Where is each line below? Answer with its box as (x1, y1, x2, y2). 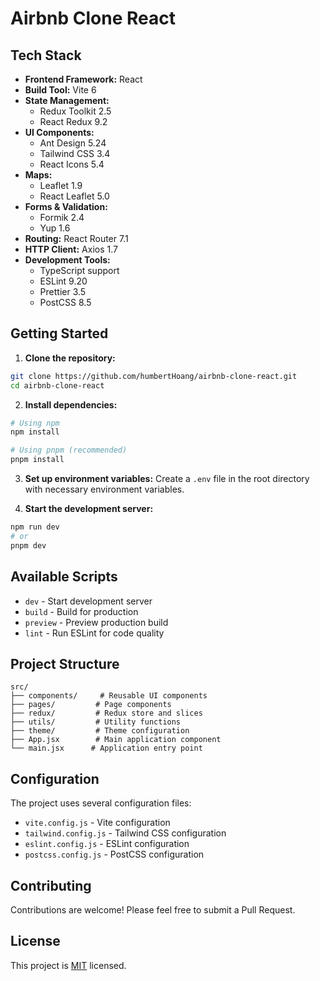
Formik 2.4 (39, 212, 85, 223)
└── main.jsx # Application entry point (10, 743, 203, 754)
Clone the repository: (24, 352, 116, 364)
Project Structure (10, 655, 120, 672)
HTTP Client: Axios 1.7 (24, 243, 118, 255)
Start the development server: (24, 503, 154, 515)
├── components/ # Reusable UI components (10, 691, 208, 701)
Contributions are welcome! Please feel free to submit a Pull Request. (10, 903, 296, 916)
